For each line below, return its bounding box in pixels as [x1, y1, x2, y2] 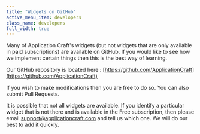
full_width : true [6, 25, 50, 32]
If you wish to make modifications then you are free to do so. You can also [6, 84, 189, 92]
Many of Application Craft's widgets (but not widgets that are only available [6, 42, 193, 49]
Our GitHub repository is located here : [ [6, 66, 105, 74]
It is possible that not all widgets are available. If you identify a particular [6, 102, 184, 109]
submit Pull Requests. [6, 90, 60, 98]
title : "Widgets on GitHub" [6, 8, 77, 15]
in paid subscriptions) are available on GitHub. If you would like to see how [6, 48, 190, 56]
